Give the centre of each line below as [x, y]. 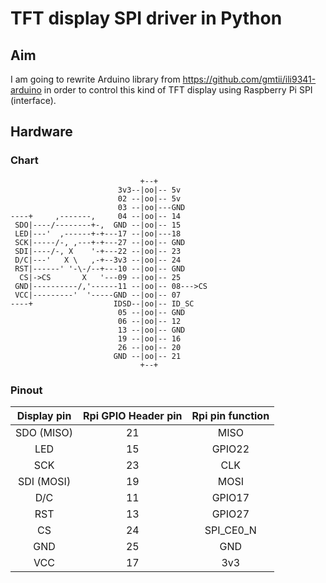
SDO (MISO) [44, 432]
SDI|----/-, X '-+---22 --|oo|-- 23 [98, 251]
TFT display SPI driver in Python [146, 18]
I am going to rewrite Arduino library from [95, 79]
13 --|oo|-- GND [151, 330]
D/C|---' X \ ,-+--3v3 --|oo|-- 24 [98, 260]
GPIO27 [230, 514]
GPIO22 [230, 449]
